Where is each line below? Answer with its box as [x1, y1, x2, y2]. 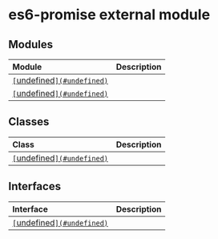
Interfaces [8, 180, 62, 193]
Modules [8, 38, 54, 51]
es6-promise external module [8, 6, 211, 24]
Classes [8, 115, 50, 129]
